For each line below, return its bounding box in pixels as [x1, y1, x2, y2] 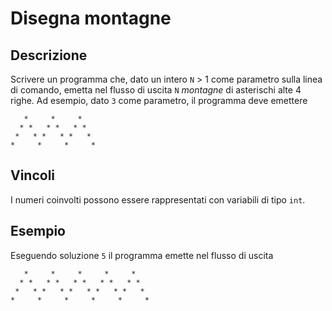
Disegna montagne [10, 7, 172, 30]
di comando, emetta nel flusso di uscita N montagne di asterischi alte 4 [10, 84, 302, 96]
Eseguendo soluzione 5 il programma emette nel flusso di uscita [10, 249, 274, 261]
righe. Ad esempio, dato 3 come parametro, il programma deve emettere [10, 95, 308, 106]
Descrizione [10, 47, 88, 64]
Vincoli [10, 167, 56, 184]
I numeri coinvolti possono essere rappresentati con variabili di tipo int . [10, 193, 306, 206]
